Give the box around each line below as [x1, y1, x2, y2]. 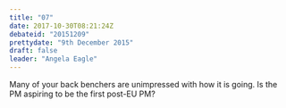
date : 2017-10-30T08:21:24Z [9, 21, 114, 30]
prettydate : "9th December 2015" [9, 37, 134, 47]
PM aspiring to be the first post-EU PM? [9, 88, 156, 99]
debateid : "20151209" [9, 29, 90, 38]
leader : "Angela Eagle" [9, 54, 98, 63]
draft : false [9, 46, 58, 55]
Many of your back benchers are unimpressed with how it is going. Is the [9, 79, 278, 89]
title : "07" [9, 12, 54, 22]
